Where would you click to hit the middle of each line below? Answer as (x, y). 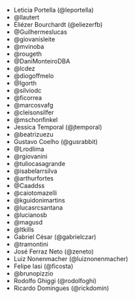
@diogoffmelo (34, 76)
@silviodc (27, 90)
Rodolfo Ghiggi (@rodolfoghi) (55, 281)
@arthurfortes (33, 178)
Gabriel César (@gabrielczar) (55, 237)
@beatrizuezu (33, 134)
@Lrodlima (29, 149)
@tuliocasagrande (39, 164)
